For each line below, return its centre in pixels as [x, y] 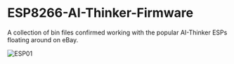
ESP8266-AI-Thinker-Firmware [100, 13]
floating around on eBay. [43, 39]
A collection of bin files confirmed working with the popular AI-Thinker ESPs [117, 32]
